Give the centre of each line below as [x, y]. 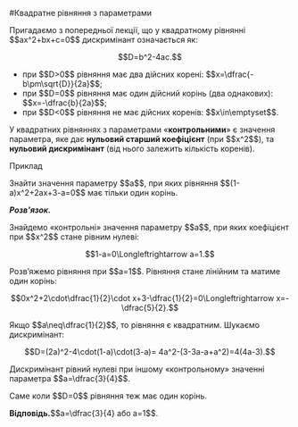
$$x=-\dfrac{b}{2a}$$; [64, 103]
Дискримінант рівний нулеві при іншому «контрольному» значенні [137, 369]
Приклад [26, 166]
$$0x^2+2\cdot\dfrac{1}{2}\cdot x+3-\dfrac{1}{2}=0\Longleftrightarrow [142, 298]
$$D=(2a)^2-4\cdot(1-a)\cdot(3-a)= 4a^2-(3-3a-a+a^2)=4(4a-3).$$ [150, 352]
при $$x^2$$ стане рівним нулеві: [74, 237]
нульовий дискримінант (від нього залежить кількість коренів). [132, 148]
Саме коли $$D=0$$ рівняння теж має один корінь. [108, 396]
